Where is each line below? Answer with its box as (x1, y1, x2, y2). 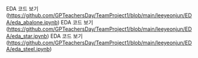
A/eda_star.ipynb (6, 33, 47, 40)
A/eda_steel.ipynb (6, 46, 50, 52)
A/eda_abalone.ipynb (6, 19, 58, 25)
